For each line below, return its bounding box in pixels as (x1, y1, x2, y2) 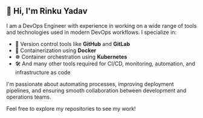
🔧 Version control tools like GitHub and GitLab (14, 40, 130, 47)
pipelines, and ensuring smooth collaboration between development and (6, 87, 187, 94)
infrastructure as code (14, 68, 71, 76)
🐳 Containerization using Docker (14, 47, 97, 54)
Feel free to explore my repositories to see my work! (6, 105, 136, 112)
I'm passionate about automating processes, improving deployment (6, 80, 174, 88)
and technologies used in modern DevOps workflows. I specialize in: (6, 28, 177, 36)
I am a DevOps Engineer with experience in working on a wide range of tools (6, 22, 197, 29)
